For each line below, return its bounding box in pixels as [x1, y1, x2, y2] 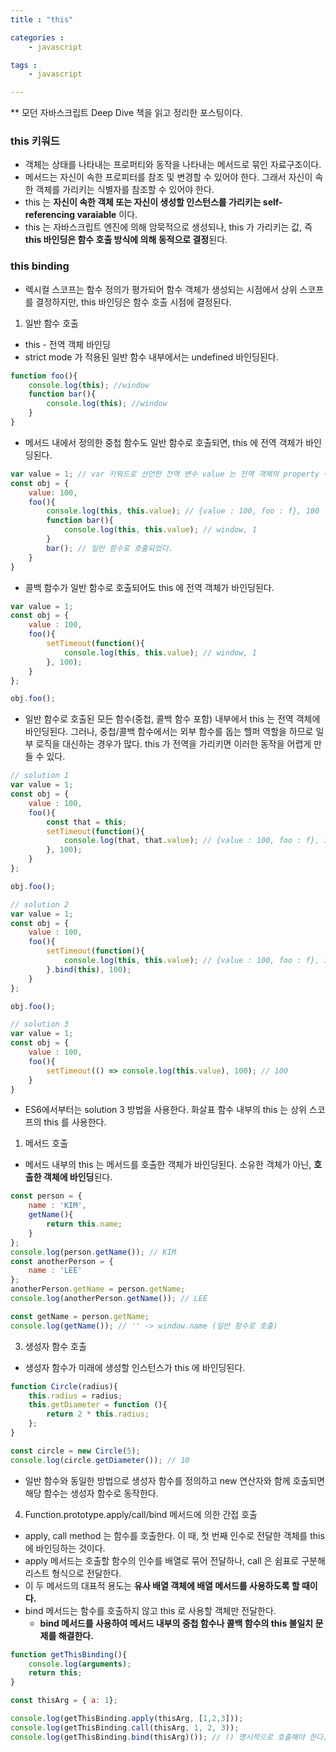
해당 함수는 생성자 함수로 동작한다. [24, 1487, 159, 1499]
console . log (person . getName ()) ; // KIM [10, 1247, 177, 1257]
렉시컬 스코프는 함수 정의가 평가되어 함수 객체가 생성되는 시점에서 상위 [24, 283, 298, 295]
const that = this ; [46, 817, 128, 827]
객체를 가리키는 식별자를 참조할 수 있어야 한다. [35, 184, 215, 196]
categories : [10, 32, 65, 43]
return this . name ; [46, 1219, 123, 1230]
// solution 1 [10, 771, 70, 781]
